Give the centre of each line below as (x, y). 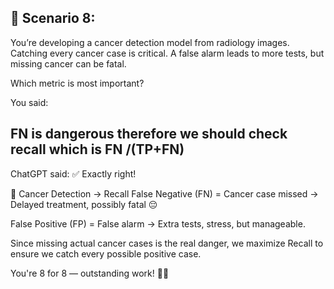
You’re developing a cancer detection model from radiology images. (150, 42)
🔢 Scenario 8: (53, 18)
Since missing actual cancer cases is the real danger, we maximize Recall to (167, 243)
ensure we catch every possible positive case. (106, 253)
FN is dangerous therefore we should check (149, 134)
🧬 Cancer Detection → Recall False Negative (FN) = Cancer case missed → (164, 193)
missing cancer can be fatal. (68, 63)
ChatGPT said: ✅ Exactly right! (73, 173)
